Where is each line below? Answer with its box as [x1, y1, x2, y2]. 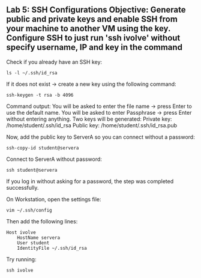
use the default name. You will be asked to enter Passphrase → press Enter [6, 109, 192, 116]
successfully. [6, 184, 39, 191]
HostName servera [17, 234, 61, 241]
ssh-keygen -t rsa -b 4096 [6, 92, 74, 98]
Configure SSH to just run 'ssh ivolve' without [6, 33, 181, 43]
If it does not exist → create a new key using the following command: [6, 80, 176, 88]
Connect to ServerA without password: [6, 156, 102, 163]
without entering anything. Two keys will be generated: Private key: [6, 115, 172, 122]
